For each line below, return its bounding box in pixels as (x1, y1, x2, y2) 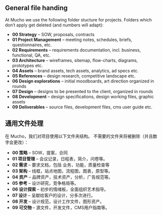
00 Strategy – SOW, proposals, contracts (12, 31, 95, 37)
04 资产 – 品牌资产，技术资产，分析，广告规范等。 (12, 174, 113, 180)
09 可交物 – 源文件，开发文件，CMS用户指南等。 (12, 204, 110, 210)
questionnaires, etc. (12, 41, 52, 48)
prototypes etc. (12, 62, 43, 68)
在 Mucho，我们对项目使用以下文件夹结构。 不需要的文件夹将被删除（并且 (5, 133, 153, 139)
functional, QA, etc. (12, 52, 51, 58)
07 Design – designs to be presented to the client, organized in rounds (12, 88, 153, 94)
